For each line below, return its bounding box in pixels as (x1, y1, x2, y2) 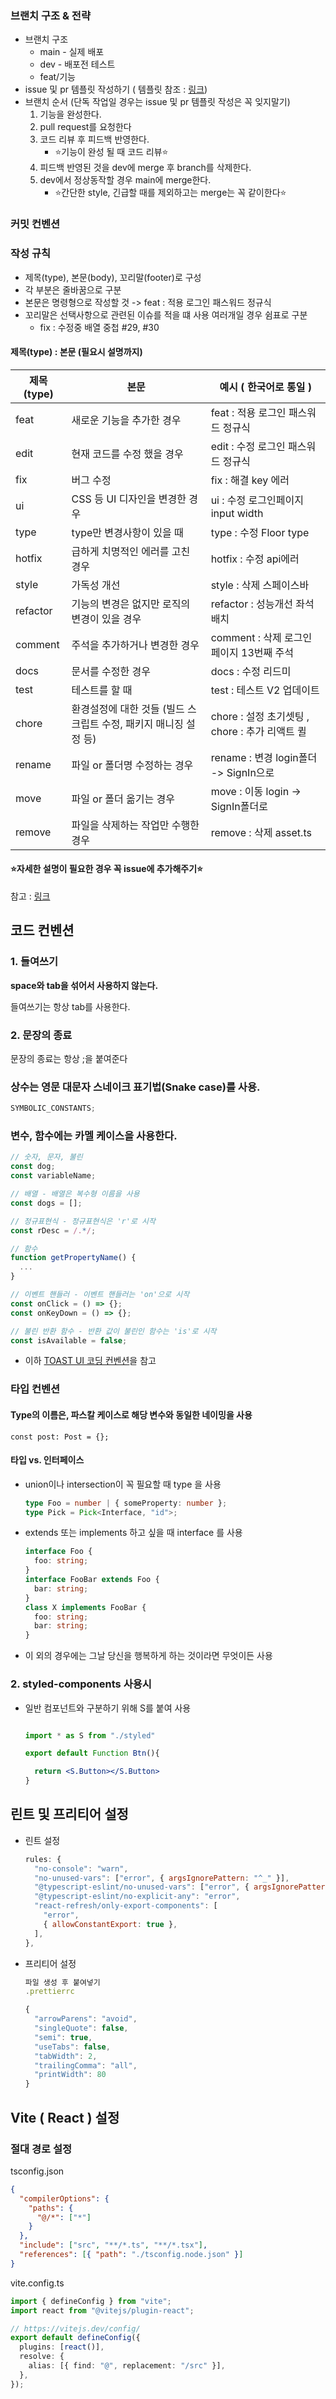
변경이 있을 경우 (71, 612, 142, 626)
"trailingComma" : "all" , (34, 2060, 138, 2071)
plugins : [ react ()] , (19, 2342, 105, 2352)
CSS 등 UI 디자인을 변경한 (71, 492, 187, 506)
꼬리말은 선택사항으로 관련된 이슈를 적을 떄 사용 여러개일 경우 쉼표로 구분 (24, 308, 308, 321)
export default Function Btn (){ (24, 1748, 160, 1759)
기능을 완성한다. (39, 108, 102, 121)
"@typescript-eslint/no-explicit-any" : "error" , (34, 1892, 241, 1902)
